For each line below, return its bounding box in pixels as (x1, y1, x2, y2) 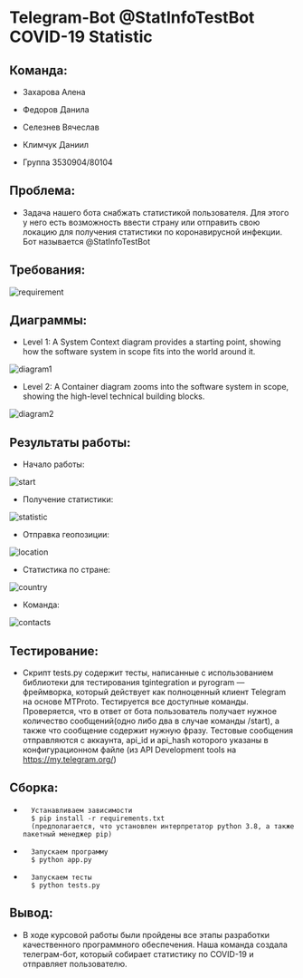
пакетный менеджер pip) (22, 829, 113, 838)
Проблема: (9, 183, 76, 199)
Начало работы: (22, 459, 85, 470)
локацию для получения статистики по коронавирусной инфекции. (22, 226, 283, 237)
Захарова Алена (22, 87, 86, 97)
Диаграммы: (9, 313, 88, 328)
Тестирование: (9, 643, 99, 659)
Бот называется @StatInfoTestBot (22, 236, 151, 247)
